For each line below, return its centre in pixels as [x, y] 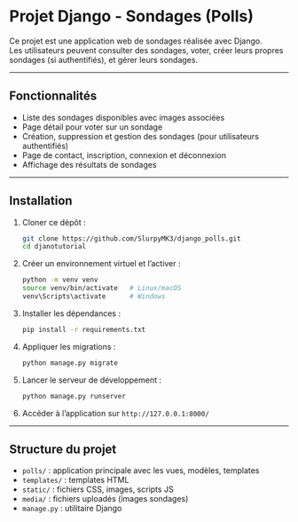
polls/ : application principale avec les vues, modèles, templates [141, 471]
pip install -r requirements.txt [84, 329]
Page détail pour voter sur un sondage [92, 127]
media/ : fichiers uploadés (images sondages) [105, 499]
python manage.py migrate [70, 363]
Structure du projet [63, 449]
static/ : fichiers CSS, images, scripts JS [98, 489]
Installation [41, 201]
